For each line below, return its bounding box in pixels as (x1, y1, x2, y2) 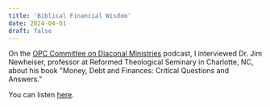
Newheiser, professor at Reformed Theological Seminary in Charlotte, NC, (8, 57, 254, 67)
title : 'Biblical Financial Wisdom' (8, 11, 131, 20)
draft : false (8, 27, 52, 35)
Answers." (8, 74, 43, 84)
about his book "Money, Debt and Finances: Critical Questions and (8, 66, 230, 76)
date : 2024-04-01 (8, 19, 67, 27)
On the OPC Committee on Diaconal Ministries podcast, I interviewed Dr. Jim (8, 49, 263, 59)
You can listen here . (8, 90, 74, 100)
